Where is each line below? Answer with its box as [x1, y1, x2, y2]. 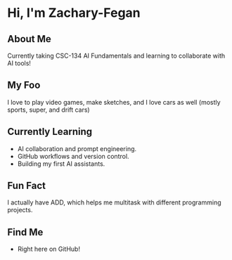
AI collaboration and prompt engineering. [17, 144, 137, 152]
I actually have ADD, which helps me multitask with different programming [7, 198, 221, 207]
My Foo [7, 79, 41, 91]
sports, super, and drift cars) [7, 105, 90, 114]
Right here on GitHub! [17, 245, 81, 254]
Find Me [7, 226, 44, 238]
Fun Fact [7, 180, 46, 192]
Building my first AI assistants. [17, 160, 105, 168]
